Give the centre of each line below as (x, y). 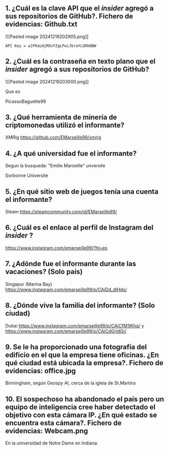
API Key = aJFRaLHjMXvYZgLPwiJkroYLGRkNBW (51, 46)
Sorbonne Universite (27, 175)
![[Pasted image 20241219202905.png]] (47, 36)
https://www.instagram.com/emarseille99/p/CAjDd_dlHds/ (66, 289)
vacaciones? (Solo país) (44, 272)
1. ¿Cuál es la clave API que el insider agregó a (79, 8)
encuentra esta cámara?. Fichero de (63, 423)
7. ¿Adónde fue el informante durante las (71, 264)
